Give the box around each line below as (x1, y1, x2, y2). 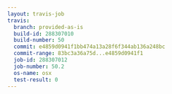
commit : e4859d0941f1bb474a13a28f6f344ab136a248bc (13, 43, 166, 50)
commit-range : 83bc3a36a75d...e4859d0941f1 (13, 50, 143, 57)
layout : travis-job (7, 10, 65, 18)
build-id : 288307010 (13, 30, 74, 37)
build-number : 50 (13, 37, 65, 44)
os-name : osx (13, 69, 52, 76)
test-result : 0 (13, 76, 59, 83)
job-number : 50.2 (13, 63, 65, 70)
